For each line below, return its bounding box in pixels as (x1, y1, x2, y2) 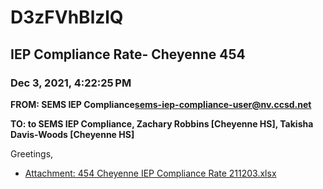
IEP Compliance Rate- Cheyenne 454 (10, 46, 246, 63)
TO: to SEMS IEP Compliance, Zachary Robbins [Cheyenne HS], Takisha (10, 117, 314, 130)
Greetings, (10, 147, 54, 160)
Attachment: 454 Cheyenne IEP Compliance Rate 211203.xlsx (24, 167, 277, 179)
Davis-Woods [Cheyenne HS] (10, 128, 135, 140)
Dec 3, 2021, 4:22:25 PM (10, 76, 132, 90)
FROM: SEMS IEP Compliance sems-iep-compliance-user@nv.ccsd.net (10, 98, 312, 110)
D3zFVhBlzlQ (10, 6, 124, 29)
